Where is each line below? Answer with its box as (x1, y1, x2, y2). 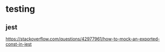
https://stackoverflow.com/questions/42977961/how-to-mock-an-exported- (5, 36, 160, 42)
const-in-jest (5, 41, 32, 47)
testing (5, 3, 35, 15)
